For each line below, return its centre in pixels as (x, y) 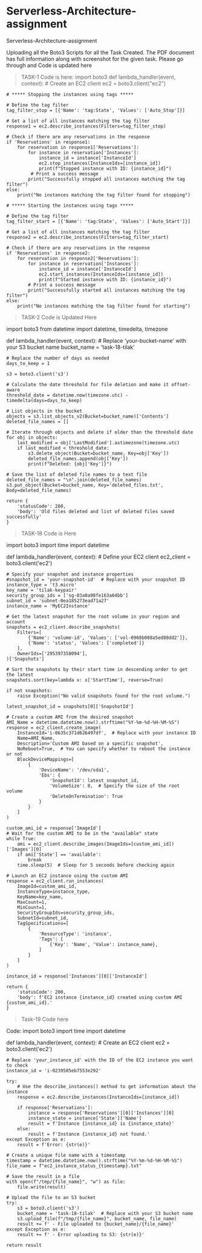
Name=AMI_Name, (36, 738)
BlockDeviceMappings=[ (46, 759)
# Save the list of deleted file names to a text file (77, 474)
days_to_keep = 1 (28, 363)
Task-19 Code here (44, 1019)
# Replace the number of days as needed (58, 358)
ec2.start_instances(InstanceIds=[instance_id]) (101, 274)
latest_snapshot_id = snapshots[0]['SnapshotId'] (70, 706)
